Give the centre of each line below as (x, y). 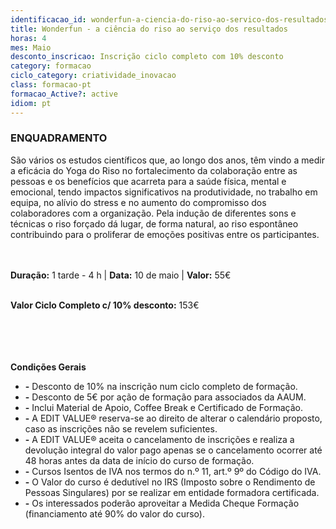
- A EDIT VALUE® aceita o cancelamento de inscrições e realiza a (159, 439)
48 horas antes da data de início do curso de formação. (139, 460)
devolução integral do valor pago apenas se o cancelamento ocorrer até (173, 450)
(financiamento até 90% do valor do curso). (114, 513)
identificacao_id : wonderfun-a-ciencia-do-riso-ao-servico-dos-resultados (169, 19)
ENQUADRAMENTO (59, 138)
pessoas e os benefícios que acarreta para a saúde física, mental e (148, 181)
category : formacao (51, 66)
